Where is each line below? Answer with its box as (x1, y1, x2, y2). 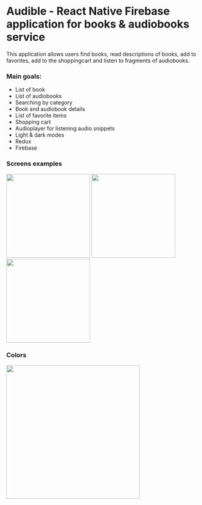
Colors (6, 351, 27, 359)
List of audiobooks (15, 93, 62, 100)
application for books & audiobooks (6, 17, 190, 31)
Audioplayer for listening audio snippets (15, 125, 115, 132)
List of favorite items (15, 112, 67, 120)
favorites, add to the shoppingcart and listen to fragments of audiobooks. (6, 57, 190, 64)
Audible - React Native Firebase (6, 4, 170, 18)
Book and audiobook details (15, 106, 85, 113)
